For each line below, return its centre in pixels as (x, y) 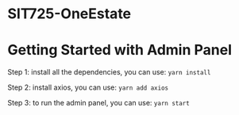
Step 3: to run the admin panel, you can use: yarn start (98, 103)
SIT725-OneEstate (69, 14)
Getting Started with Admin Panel (119, 50)
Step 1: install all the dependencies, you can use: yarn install (109, 72)
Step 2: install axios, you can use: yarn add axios (88, 87)
